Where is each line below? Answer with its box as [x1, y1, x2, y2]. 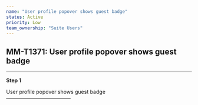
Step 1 [6, 77, 22, 84]
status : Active [6, 14, 44, 20]
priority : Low [6, 19, 41, 25]
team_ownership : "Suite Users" [6, 25, 83, 31]
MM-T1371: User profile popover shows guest [6, 46, 177, 56]
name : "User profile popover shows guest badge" [6, 8, 128, 15]
